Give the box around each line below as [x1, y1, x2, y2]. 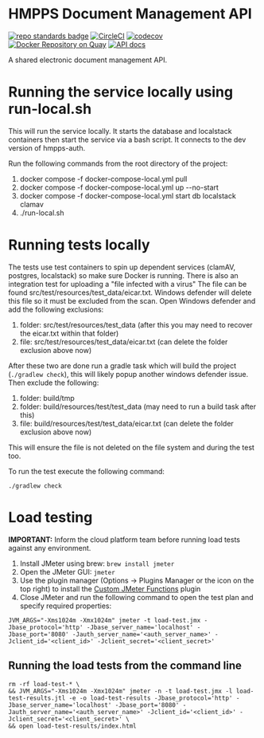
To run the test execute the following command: [8, 466, 165, 476]
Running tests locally [8, 236, 150, 254]
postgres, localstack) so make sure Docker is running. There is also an [8, 270, 239, 280]
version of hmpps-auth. [8, 143, 86, 152]
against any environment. [8, 543, 91, 552]
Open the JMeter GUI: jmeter [19, 567, 115, 576]
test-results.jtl [8, 694, 66, 702]
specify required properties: [19, 601, 112, 610]
